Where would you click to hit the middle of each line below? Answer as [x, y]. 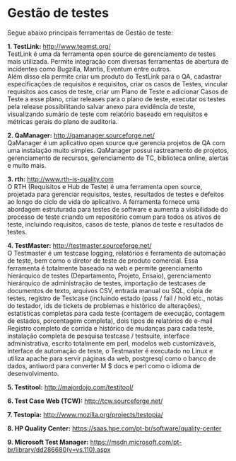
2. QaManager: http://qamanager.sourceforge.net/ [81, 135]
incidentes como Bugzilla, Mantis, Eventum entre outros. [89, 69]
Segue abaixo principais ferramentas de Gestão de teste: [90, 33]
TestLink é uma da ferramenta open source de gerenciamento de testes [112, 54]
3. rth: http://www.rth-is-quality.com [61, 179]
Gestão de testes [58, 13]
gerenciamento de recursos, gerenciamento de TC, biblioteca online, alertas [118, 158]
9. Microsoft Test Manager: [48, 442]
